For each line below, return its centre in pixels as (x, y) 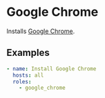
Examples (28, 53)
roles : (22, 81)
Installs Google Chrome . (41, 31)
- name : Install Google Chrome (51, 69)
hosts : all (28, 75)
